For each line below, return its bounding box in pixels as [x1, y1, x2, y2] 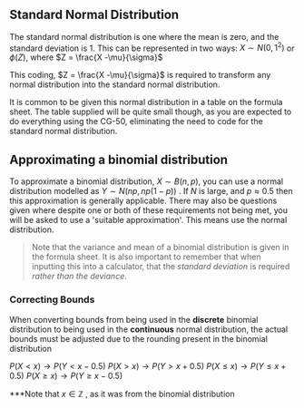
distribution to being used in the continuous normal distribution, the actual [9, 324, 289, 335]
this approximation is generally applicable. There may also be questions [9, 195, 278, 207]
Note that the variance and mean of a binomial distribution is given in [31, 242, 289, 253]
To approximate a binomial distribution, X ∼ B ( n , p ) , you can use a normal [9, 176, 284, 187]
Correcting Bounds [9, 294, 95, 306]
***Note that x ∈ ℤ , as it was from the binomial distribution [9, 388, 235, 399]
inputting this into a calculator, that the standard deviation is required [31, 261, 290, 272]
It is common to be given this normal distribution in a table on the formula [9, 97, 283, 108]
